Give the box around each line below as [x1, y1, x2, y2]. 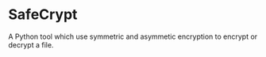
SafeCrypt [8, 6, 78, 24]
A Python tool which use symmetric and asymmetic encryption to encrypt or [8, 32, 258, 41]
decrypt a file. [8, 40, 54, 49]
